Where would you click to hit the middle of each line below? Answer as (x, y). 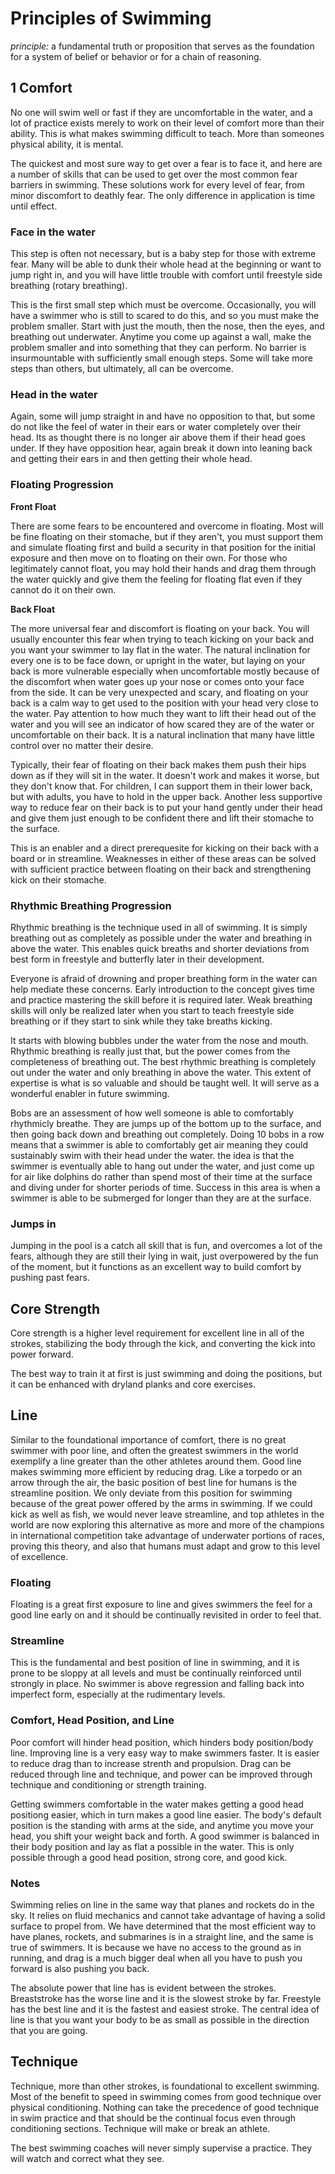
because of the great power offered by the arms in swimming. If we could (161, 1503)
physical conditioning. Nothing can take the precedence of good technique (165, 2107)
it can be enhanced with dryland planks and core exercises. (133, 1384)
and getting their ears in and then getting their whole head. (131, 459)
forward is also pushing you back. (80, 1969)
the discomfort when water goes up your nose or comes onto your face (157, 681)
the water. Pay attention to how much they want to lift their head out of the (163, 713)
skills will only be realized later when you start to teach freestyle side (152, 1010)
